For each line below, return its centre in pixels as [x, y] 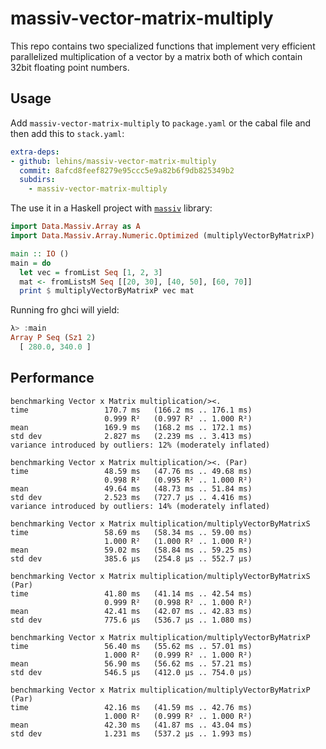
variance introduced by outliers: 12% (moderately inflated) [140, 445]
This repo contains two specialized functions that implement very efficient [163, 46]
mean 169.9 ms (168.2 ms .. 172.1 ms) [131, 427]
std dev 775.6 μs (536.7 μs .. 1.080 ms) [131, 620]
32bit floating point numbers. [70, 67]
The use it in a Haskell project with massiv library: [111, 208]
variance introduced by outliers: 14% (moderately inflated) [140, 506]
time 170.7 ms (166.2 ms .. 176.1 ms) [131, 410]
